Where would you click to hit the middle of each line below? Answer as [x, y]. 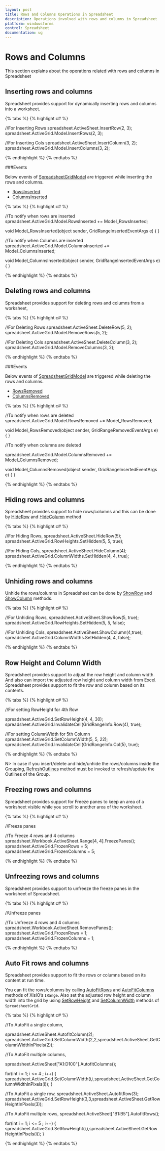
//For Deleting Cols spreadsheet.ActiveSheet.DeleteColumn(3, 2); [71, 342]
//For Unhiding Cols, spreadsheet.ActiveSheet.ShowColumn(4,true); [74, 632]
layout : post [18, 10]
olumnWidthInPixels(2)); [30, 1045]
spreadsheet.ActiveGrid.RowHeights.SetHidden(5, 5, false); [65, 623]
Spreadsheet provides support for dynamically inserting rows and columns [81, 103]
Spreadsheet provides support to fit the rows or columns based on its [76, 975]
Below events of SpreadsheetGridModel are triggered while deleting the [78, 376]
